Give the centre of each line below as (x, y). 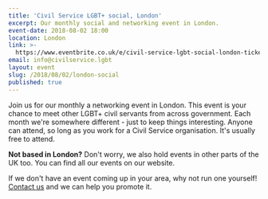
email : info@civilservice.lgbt (60, 60)
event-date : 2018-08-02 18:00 (59, 30)
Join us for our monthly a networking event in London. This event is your (128, 105)
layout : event (32, 68)
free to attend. (32, 139)
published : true (35, 82)
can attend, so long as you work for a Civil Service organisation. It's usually (132, 130)
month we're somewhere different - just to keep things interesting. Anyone (130, 122)
